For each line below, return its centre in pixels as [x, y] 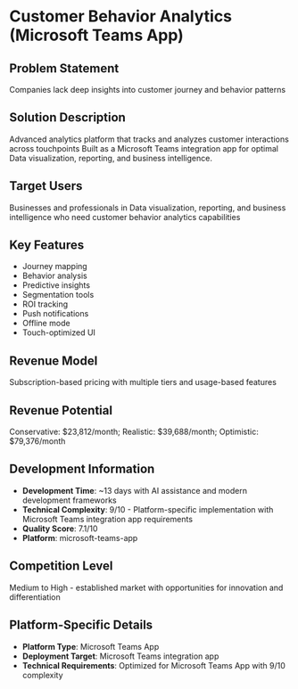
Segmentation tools [58, 295]
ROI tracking [45, 304]
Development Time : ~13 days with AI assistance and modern [135, 490]
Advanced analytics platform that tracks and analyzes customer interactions [149, 139]
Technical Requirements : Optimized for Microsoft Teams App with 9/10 [153, 665]
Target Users [46, 186]
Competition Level [61, 566]
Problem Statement [64, 68]
